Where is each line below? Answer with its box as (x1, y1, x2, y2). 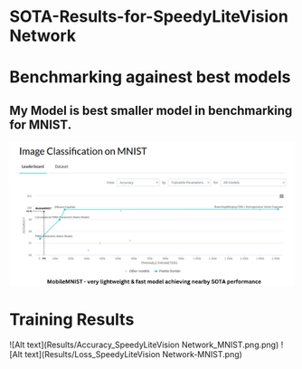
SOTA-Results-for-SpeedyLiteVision (9, 6, 289, 27)
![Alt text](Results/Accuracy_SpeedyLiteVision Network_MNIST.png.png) (9, 339, 279, 350)
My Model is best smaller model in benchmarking (9, 102, 293, 118)
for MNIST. (9, 117, 72, 132)
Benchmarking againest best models (9, 67, 291, 88)
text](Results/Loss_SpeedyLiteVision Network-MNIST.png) (24, 348, 242, 359)
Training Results (9, 309, 135, 329)
